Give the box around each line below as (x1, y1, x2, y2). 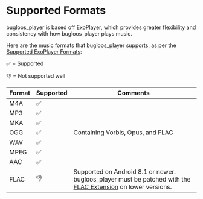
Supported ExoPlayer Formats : (6, 48, 83, 55)
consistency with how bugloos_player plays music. (6, 30, 133, 37)
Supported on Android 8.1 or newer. (73, 167, 176, 175)
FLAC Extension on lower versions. (73, 182, 172, 191)
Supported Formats (6, 4, 106, 17)
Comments (117, 89, 150, 97)
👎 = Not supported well (6, 72, 65, 79)
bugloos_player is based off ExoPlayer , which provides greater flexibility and (6, 24, 196, 31)
